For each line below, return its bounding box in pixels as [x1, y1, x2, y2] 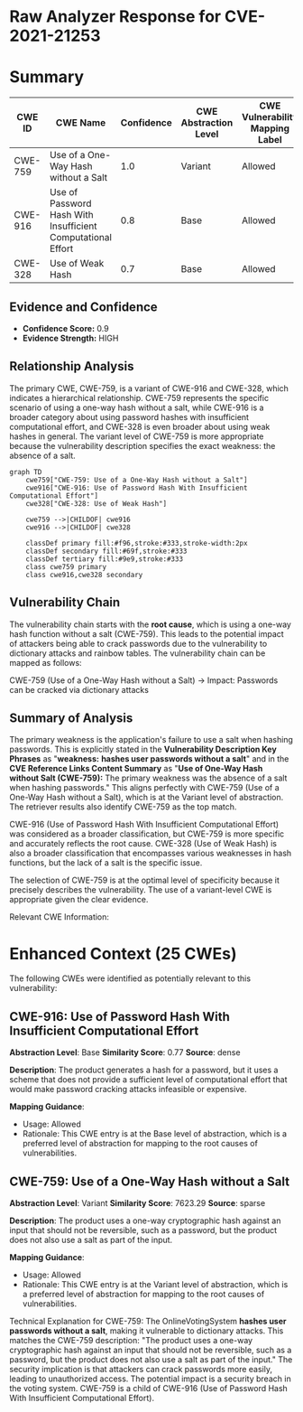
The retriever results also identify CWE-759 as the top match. [9, 801, 237, 812]
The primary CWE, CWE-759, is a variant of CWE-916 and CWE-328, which [9, 382, 289, 394]
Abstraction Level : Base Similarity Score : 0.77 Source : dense [9, 1047, 241, 1058]
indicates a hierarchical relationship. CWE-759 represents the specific [9, 392, 269, 403]
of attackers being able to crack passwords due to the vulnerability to [9, 638, 268, 649]
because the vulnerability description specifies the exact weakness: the [9, 440, 276, 451]
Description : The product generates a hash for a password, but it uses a [9, 1064, 279, 1076]
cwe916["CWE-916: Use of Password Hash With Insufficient [25, 483, 248, 492]
